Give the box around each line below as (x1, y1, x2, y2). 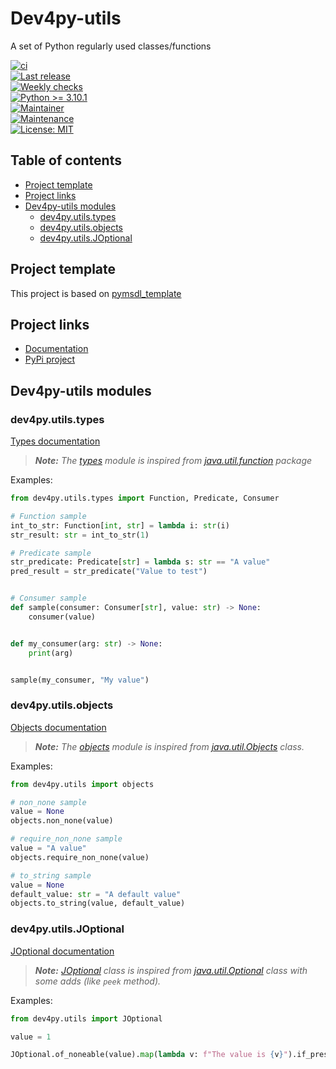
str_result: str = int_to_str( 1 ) (10, 530, 150, 540)
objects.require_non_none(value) (10, 852, 150, 862)
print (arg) (28, 648, 74, 658)
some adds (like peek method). (34, 975, 162, 987)
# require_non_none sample (10, 834, 123, 844)
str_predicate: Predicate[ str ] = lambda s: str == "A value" (10, 557, 271, 567)
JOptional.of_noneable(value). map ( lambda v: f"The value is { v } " (10, 1050, 288, 1060)
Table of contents (10, 152, 122, 169)
